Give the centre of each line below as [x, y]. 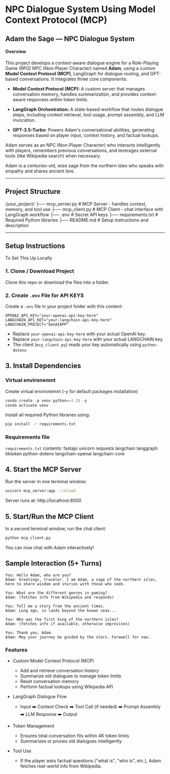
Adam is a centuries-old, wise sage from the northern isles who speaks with [84, 165]
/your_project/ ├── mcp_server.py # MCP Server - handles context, [76, 204]
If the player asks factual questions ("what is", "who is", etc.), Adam [91, 761]
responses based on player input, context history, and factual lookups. [86, 135]
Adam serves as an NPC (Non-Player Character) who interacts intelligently [83, 145]
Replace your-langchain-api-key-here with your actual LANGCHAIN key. [88, 339]
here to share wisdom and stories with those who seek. [65, 584]
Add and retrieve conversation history [59, 671]
